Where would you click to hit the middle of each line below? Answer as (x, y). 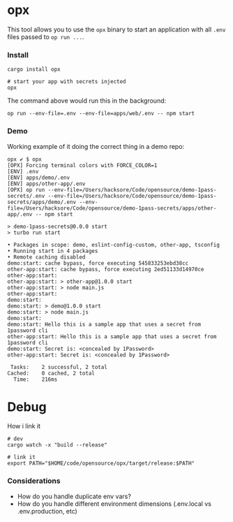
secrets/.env (26, 196)
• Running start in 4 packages (53, 251)
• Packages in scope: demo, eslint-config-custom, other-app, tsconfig (113, 245)
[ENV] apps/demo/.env (39, 177)
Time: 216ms (36, 379)
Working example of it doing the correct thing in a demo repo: (96, 146)
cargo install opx (34, 70)
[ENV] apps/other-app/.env (46, 184)
